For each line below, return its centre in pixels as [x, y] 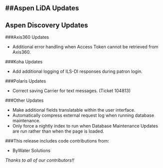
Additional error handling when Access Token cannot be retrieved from [85, 47]
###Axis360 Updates [27, 37]
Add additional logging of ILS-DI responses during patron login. [78, 71]
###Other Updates [24, 100]
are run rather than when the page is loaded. [58, 131]
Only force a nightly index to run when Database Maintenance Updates [85, 126]
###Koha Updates [24, 62]
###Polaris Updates [26, 81]
